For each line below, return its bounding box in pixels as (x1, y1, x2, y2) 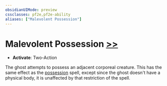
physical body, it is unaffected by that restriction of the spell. (5, 75, 130, 81)
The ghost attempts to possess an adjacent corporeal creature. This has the (5, 64, 162, 70)
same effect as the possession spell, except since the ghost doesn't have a (5, 69, 160, 75)
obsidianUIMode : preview (5, 7, 57, 12)
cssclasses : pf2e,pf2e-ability (5, 12, 71, 17)
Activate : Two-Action (12, 54, 57, 60)
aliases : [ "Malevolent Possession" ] (5, 16, 82, 21)
